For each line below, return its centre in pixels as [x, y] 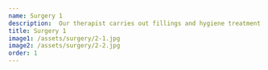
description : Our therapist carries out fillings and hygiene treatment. [136, 23]
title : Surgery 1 [37, 31]
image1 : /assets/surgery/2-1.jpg [64, 38]
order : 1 [23, 53]
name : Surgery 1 [35, 16]
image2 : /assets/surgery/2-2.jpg [64, 46]
